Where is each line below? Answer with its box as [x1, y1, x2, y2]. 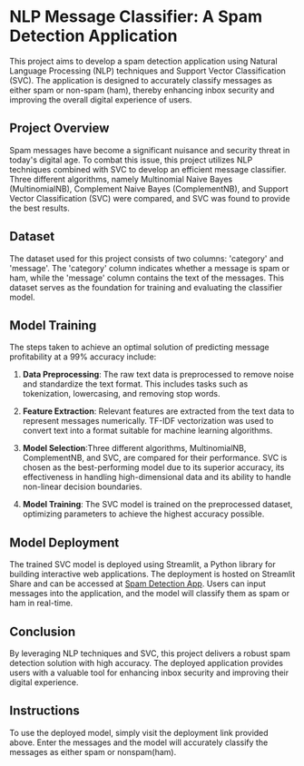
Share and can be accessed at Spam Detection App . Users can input [9, 578, 266, 589]
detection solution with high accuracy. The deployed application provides [9, 658, 284, 668]
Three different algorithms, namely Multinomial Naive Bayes [9, 173, 233, 184]
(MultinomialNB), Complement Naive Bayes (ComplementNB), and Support [9, 183, 289, 194]
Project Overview [9, 121, 110, 136]
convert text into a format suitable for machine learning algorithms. [22, 425, 273, 437]
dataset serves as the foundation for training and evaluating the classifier [9, 281, 283, 292]
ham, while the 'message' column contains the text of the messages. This [9, 272, 285, 283]
